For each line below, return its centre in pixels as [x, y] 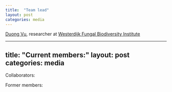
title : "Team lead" [27, 10]
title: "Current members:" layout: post [67, 55]
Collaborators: [20, 75]
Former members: [24, 85]
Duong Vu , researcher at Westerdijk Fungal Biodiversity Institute [73, 34]
